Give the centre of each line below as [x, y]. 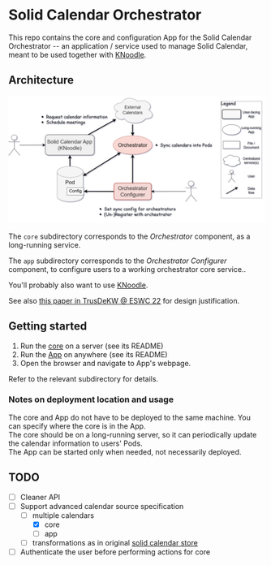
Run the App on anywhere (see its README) [94, 354]
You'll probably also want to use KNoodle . [78, 285]
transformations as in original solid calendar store [115, 542]
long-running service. [45, 244]
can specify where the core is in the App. [77, 426]
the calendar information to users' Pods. [76, 443]
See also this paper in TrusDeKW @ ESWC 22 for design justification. [124, 300]
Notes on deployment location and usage [91, 399]
